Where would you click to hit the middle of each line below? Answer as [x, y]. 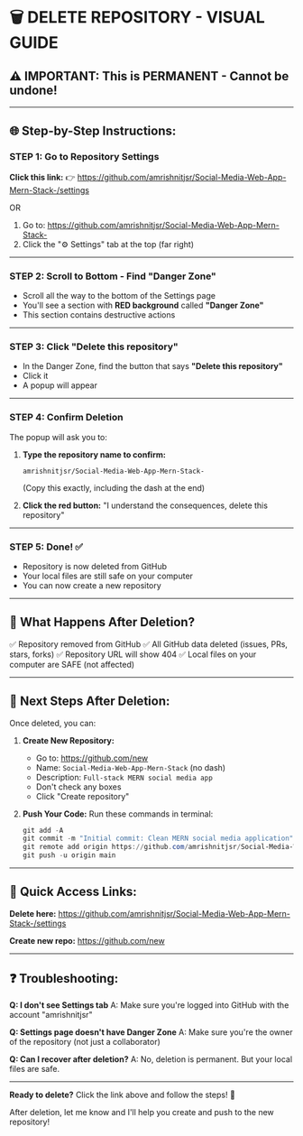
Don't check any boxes [78, 787]
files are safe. [35, 1068]
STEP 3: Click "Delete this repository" [94, 346]
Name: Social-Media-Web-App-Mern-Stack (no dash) [131, 767]
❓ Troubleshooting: [64, 979]
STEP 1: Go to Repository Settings [84, 157]
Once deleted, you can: [53, 723]
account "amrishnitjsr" [51, 1014]
